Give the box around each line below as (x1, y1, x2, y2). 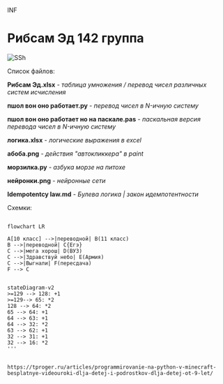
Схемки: (7, 203, 33, 212)
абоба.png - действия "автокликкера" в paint (7, 149, 144, 158)
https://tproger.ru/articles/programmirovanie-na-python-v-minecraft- (7, 363, 217, 371)
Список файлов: (7, 66, 55, 75)
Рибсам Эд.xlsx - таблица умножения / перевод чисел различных (7, 80, 207, 89)
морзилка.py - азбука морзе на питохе (7, 163, 126, 171)
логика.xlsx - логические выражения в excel (7, 135, 141, 144)
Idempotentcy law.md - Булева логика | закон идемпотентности (7, 190, 199, 198)
